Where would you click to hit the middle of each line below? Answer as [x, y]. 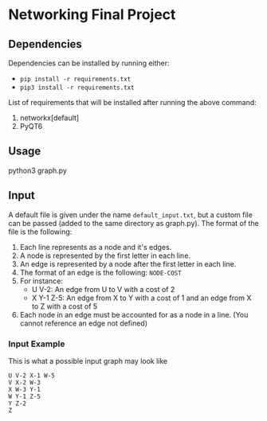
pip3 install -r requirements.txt [77, 88]
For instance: [41, 281]
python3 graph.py [38, 170]
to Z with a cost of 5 [65, 306]
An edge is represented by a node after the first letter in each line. [128, 263]
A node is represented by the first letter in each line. [105, 255]
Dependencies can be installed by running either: [89, 63]
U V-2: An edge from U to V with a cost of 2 [103, 289]
